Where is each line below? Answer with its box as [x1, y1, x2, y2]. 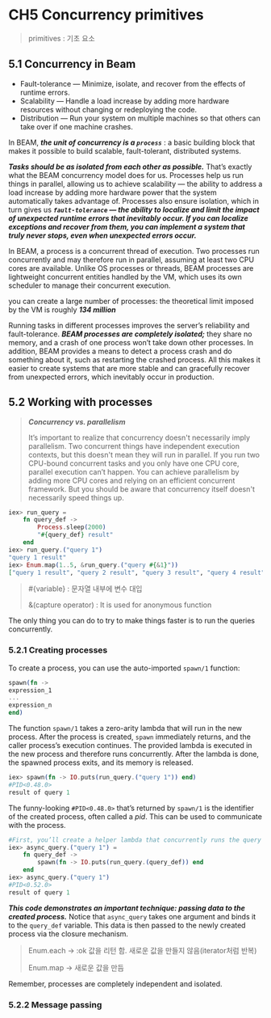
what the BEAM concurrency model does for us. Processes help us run [8, 170, 244, 180]
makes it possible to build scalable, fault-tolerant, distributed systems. [8, 146, 242, 155]
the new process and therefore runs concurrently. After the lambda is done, [8, 750, 260, 759]
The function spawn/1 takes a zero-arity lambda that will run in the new [8, 724, 243, 733]
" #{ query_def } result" [37, 531, 114, 539]
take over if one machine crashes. [19, 121, 133, 131]
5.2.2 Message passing [8, 999, 102, 1010]
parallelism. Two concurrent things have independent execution [27, 441, 240, 450]
